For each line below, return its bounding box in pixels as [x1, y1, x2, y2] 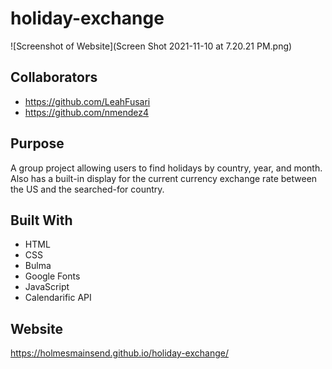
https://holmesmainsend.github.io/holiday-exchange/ [10, 347, 229, 359]
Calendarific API [24, 292, 92, 304]
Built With [10, 212, 73, 229]
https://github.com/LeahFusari [24, 95, 151, 107]
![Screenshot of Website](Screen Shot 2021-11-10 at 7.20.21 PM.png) [10, 40, 293, 52]
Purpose [10, 135, 65, 152]
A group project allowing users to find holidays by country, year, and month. [10, 162, 323, 174]
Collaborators [10, 69, 98, 86]
